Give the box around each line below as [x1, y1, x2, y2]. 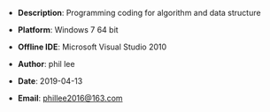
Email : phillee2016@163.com [17, 93, 123, 103]
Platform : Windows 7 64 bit [17, 25, 119, 34]
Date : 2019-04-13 [17, 76, 83, 86]
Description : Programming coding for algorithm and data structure [17, 8, 261, 18]
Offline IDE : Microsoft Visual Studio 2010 [17, 41, 167, 52]
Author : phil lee [17, 59, 75, 69]
